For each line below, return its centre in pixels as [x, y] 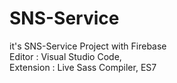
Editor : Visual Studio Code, [65, 56]
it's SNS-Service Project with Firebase [88, 46]
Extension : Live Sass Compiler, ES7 [83, 67]
